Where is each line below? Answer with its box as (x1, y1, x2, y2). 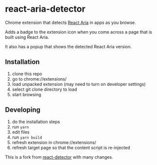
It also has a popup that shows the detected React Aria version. (5, 43, 132, 49)
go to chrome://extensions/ (12, 76, 67, 82)
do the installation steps (12, 119, 60, 124)
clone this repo (12, 71, 42, 77)
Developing (5, 106, 40, 114)
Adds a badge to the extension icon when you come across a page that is (5, 29, 152, 35)
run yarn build (12, 134, 42, 140)
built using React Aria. (5, 34, 50, 40)
